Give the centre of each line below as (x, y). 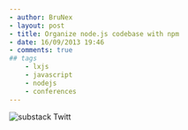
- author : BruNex (41, 17)
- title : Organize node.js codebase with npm (94, 34)
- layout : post (37, 26)
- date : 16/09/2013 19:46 (56, 42)
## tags (23, 58)
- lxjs (37, 67)
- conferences (51, 91)
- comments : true (41, 50)
